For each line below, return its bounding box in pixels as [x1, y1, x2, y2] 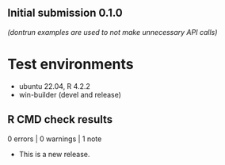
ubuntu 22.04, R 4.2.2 [18, 81, 90, 90]
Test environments [7, 56, 134, 73]
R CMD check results [7, 113, 113, 126]
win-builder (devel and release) [18, 90, 122, 99]
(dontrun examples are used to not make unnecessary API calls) [7, 27, 218, 36]
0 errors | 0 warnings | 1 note [7, 134, 102, 144]
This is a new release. [18, 149, 90, 159]
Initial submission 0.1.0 [7, 6, 124, 20]
